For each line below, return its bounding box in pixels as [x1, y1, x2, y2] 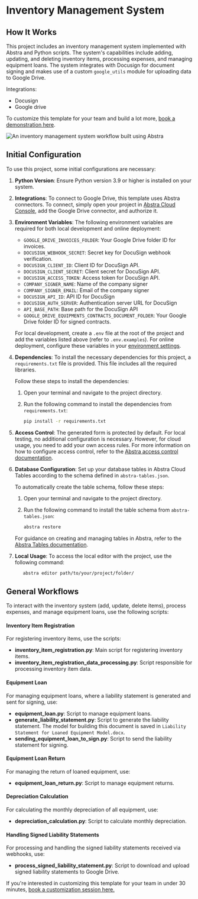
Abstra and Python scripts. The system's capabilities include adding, [6, 49, 173, 56]
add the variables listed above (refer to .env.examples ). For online [14, 335, 174, 343]
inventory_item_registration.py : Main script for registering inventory [14, 646, 183, 654]
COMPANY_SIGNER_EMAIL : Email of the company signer [23, 286, 150, 293]
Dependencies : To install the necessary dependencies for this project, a [14, 353, 191, 361]
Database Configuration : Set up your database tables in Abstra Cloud [14, 465, 186, 473]
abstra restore [23, 524, 61, 530]
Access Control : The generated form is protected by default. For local [14, 429, 186, 436]
